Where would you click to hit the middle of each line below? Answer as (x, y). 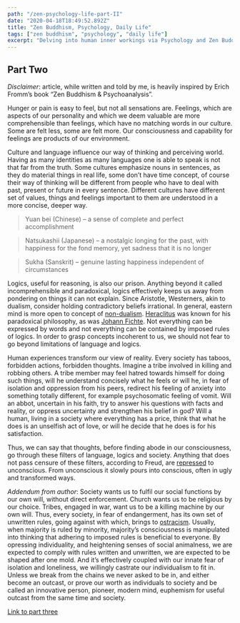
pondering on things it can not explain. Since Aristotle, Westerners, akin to (117, 298)
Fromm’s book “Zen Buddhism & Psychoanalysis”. (80, 94)
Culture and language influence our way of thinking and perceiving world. (116, 152)
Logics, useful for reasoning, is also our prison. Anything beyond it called (115, 283)
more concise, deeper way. (47, 205)
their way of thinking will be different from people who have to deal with (113, 182)
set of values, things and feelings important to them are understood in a (113, 198)
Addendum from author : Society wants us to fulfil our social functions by (114, 491)
